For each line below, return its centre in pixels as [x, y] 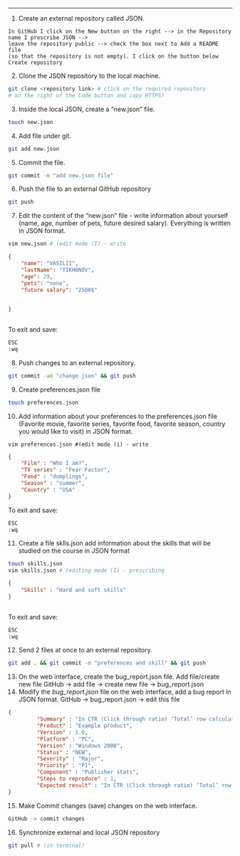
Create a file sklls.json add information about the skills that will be [114, 543]
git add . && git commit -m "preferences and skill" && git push [107, 663]
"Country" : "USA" [48, 490]
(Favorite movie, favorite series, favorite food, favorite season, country [122, 424]
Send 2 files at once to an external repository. [85, 650]
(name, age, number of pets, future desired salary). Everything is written [124, 223]
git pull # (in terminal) [46, 845]
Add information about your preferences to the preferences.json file [118, 416]
